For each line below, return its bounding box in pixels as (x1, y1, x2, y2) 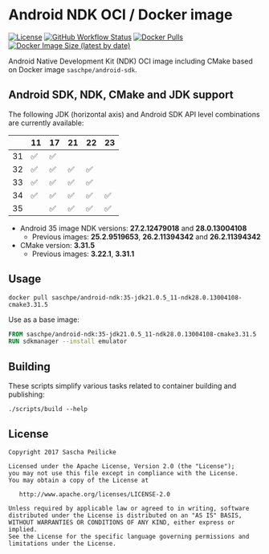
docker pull (8, 293, 48, 302)
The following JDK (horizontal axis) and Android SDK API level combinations (8, 109, 260, 119)
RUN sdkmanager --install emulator (8, 337, 128, 346)
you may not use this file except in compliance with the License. (8, 469, 239, 477)
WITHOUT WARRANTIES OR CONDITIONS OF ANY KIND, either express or (8, 518, 235, 527)
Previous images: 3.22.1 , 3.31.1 (31, 249, 135, 259)
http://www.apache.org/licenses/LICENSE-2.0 (18, 490, 171, 499)
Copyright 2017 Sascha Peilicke (8, 448, 116, 456)
